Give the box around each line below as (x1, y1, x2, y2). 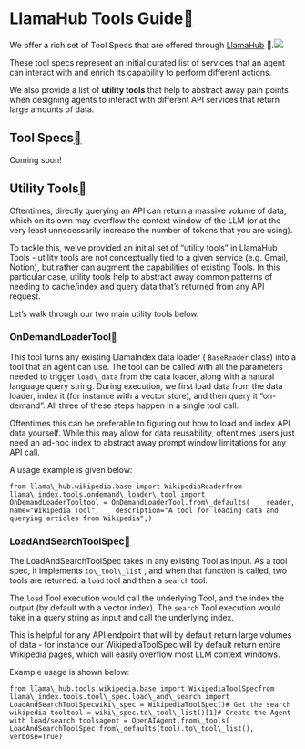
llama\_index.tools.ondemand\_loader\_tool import (9, 489, 206, 499)
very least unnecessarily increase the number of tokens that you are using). (9, 224, 293, 235)
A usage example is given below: (9, 464, 133, 475)
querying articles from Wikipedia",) (9, 514, 153, 523)
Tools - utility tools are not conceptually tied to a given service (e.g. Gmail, (9, 251, 289, 262)
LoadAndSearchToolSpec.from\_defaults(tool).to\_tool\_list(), (9, 724, 255, 734)
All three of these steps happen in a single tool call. (46, 400, 239, 411)
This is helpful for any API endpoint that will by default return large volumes (9, 630, 292, 641)
